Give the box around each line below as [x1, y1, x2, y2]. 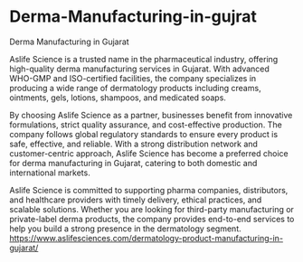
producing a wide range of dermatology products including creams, [9, 82, 261, 93]
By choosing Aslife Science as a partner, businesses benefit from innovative [9, 109, 293, 120]
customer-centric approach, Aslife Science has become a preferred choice [9, 147, 289, 159]
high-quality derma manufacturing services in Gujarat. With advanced [9, 63, 270, 74]
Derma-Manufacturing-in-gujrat [9, 6, 258, 27]
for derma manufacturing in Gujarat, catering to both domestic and [9, 157, 258, 168]
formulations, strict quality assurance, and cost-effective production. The [9, 119, 282, 130]
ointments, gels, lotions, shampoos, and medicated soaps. [9, 92, 226, 103]
